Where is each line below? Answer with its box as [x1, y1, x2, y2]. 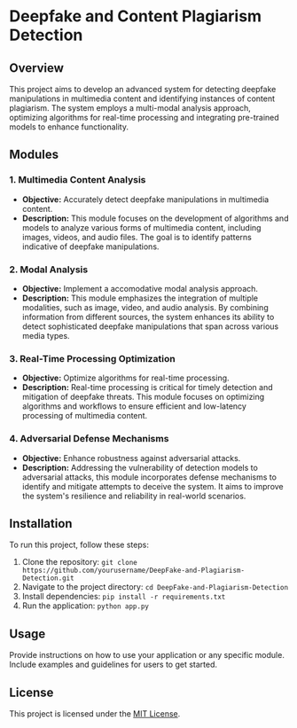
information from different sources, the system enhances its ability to [21, 311, 275, 322]
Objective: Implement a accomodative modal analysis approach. [21, 283, 259, 294]
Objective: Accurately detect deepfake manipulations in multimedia [21, 193, 270, 205]
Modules [9, 147, 59, 162]
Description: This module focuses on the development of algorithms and [21, 213, 289, 223]
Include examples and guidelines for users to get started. [9, 659, 218, 670]
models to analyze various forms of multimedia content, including [21, 222, 262, 232]
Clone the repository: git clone [21, 557, 137, 568]
